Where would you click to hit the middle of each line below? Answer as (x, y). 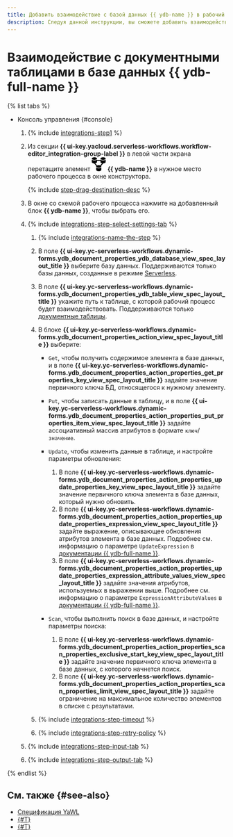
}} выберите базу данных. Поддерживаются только (140, 266)
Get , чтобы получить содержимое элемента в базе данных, (136, 358)
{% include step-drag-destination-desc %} (89, 190)
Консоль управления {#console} (65, 120)
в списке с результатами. (96, 706)
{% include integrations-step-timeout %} (96, 720)
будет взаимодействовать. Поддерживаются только (116, 309)
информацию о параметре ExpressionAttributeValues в (140, 598)
